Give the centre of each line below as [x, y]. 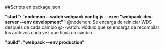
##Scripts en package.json [33, 7]
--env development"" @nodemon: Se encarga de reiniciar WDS [86, 22]
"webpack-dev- [136, 17]
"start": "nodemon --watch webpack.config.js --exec [62, 17]
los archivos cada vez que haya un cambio [49, 32]
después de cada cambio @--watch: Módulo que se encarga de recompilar [82, 27]
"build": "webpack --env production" [45, 42]
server [12, 22]
